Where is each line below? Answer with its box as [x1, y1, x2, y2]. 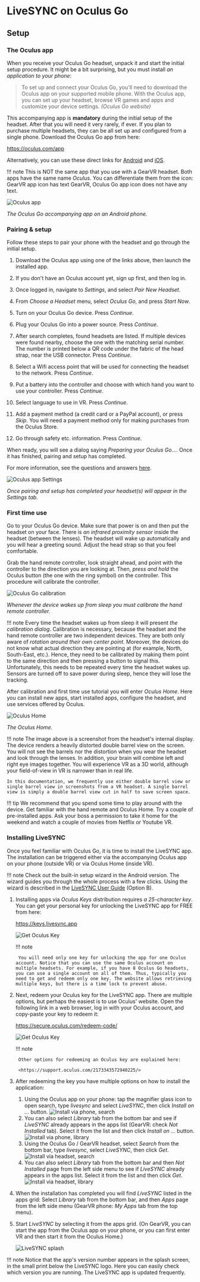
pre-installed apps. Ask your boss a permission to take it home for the [7, 812, 178, 820]
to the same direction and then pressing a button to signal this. [7, 657, 160, 664]
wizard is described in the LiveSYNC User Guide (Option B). [7, 884, 154, 891]
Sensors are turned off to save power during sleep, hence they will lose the [7, 670, 191, 677]
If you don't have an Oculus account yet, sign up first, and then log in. [15, 275, 187, 282]
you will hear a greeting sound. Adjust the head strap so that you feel [7, 541, 176, 548]
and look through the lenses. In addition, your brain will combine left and [7, 755, 184, 762]
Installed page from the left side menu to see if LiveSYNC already [24, 1165, 185, 1172]
